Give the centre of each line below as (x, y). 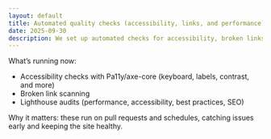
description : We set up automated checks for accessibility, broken (126, 38)
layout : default (35, 16)
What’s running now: (42, 61)
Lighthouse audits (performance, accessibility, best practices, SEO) (132, 102)
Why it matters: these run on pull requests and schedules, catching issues (131, 118)
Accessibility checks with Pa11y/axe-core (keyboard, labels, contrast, (135, 76)
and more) (37, 85)
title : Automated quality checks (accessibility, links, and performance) (137, 23)
